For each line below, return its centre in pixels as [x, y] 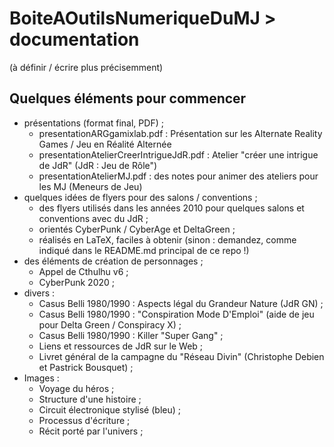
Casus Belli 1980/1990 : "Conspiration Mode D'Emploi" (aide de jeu [176, 314]
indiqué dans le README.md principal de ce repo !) [144, 250]
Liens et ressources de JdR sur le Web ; [121, 346]
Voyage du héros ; [76, 388]
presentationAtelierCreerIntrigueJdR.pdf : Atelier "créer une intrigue [178, 154]
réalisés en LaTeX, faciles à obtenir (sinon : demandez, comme [167, 239]
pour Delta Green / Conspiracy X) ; [110, 324]
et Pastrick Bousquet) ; [86, 367]
